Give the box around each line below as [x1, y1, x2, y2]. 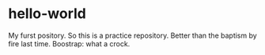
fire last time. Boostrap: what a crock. [8, 38, 131, 48]
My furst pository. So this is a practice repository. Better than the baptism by [8, 31, 257, 40]
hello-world [8, 5, 87, 23]
